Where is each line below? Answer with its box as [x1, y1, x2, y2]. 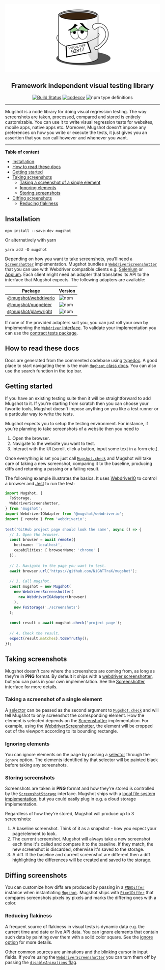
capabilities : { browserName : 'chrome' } [14, 548, 100, 553]
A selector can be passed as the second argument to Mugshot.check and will [5, 707, 159, 713]
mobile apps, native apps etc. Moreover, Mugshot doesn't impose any [5, 125, 146, 131]
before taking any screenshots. [5, 762, 68, 768]
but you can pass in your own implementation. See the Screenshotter [5, 678, 145, 684]
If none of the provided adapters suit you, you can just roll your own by [5, 319, 149, 325]
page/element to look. [12, 831, 57, 836]
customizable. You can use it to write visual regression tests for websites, [5, 119, 154, 125]
